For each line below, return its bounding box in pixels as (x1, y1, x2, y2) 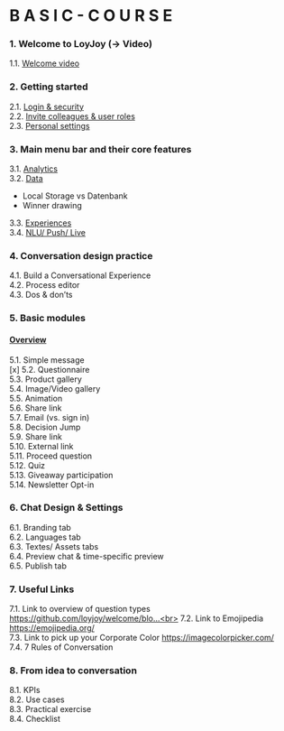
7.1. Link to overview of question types (9, 604, 151, 615)
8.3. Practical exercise (9, 704, 92, 715)
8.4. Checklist (9, 714, 61, 725)
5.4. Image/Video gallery (9, 383, 101, 393)
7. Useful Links (9, 583, 75, 596)
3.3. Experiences (9, 217, 72, 228)
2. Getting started (9, 80, 88, 93)
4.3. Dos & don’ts (9, 290, 73, 301)
